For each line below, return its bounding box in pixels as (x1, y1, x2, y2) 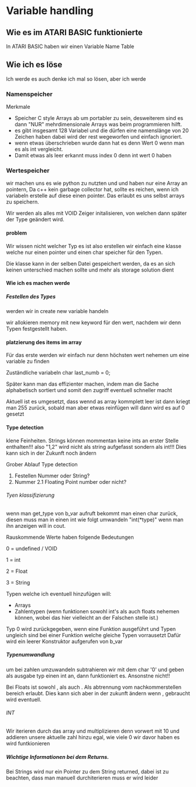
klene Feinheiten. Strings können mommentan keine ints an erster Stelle (6, 437, 179, 444)
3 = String (6, 579, 30, 586)
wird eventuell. (6, 696, 42, 703)
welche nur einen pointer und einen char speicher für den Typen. (6, 249, 163, 256)
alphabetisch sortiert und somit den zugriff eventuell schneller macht (6, 387, 173, 394)
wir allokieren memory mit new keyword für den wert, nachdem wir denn (6, 319, 181, 326)
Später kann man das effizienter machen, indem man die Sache (6, 380, 159, 387)
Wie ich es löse (6, 60, 63, 70)
